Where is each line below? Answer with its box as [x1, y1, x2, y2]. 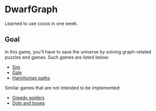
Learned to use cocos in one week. [5, 20, 78, 26]
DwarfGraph [5, 4, 58, 15]
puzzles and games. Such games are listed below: [5, 54, 109, 60]
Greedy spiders [12, 94, 45, 100]
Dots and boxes [12, 100, 45, 106]
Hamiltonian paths [12, 75, 50, 81]
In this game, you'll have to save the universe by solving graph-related [5, 48, 151, 54]
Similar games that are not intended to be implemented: [5, 85, 121, 91]
